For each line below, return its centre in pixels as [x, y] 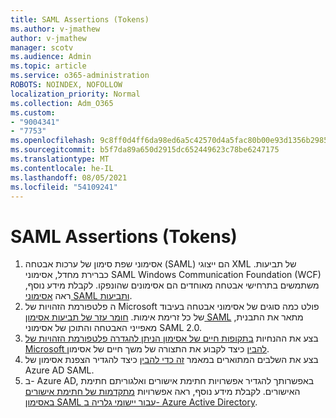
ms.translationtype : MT [60, 159]
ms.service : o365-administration [80, 76]
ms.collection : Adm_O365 [62, 103]
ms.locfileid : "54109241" [64, 187]
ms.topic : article [48, 66]
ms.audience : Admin [51, 57]
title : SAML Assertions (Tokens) [80, 19]
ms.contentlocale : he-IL [62, 168]
